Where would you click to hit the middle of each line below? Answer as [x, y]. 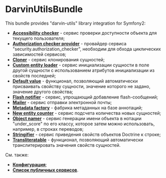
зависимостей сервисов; [39, 54]
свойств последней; [34, 75]
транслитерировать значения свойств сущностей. [66, 145]
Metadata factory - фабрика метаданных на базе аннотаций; [77, 108]
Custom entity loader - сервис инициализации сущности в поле [81, 65]
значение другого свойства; [43, 92]
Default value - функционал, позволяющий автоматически [75, 81]
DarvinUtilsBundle [44, 9]
